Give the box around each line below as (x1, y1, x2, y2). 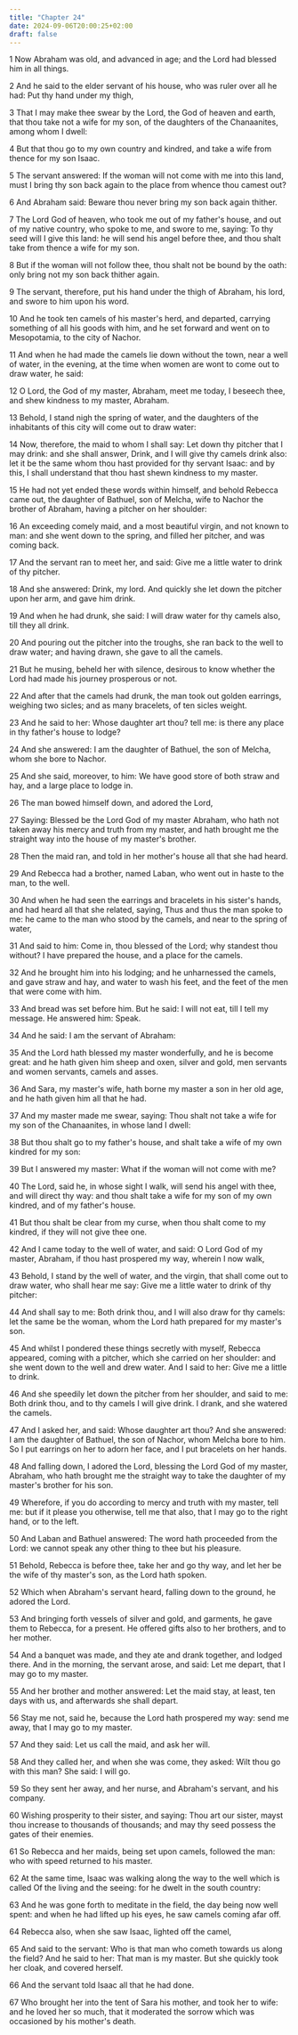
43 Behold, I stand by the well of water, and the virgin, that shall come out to (9, 1271, 289, 1282)
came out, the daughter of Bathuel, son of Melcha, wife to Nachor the (9, 494, 264, 505)
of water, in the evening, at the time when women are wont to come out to (9, 359, 280, 370)
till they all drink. (9, 620, 69, 631)
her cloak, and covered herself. (9, 1963, 124, 1974)
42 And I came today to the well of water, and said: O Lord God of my (9, 1244, 263, 1255)
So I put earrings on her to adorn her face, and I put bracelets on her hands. (9, 1444, 287, 1454)
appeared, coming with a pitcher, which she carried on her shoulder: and (9, 1353, 277, 1363)
